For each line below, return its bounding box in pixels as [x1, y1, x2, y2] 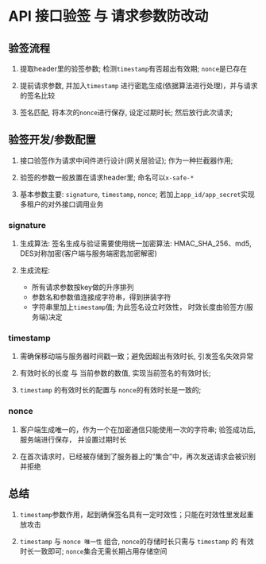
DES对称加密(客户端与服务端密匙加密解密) [19, 249, 157, 258]
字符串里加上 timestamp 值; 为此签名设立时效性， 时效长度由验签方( [31, 303, 247, 312]
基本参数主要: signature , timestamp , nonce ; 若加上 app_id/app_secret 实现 [19, 189, 256, 199]
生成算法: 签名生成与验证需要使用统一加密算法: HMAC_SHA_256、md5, [19, 239, 252, 249]
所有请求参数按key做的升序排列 [31, 283, 134, 292]
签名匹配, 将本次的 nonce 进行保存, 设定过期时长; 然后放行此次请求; [19, 108, 233, 117]
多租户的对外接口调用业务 [19, 199, 104, 209]
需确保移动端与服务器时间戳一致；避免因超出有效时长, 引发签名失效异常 [19, 351, 254, 361]
